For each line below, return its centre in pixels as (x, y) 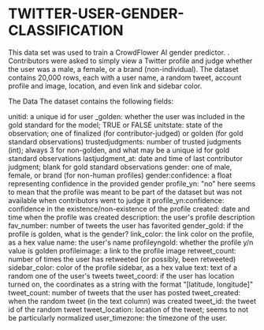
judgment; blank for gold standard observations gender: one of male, (120, 167)
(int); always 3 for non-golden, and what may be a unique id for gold (119, 150)
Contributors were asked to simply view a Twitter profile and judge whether (130, 61)
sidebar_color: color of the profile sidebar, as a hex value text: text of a (123, 267)
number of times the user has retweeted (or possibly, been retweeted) (122, 259)
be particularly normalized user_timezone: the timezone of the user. (118, 317)
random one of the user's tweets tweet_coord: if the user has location (121, 276)
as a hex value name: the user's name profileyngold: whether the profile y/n (131, 242)
